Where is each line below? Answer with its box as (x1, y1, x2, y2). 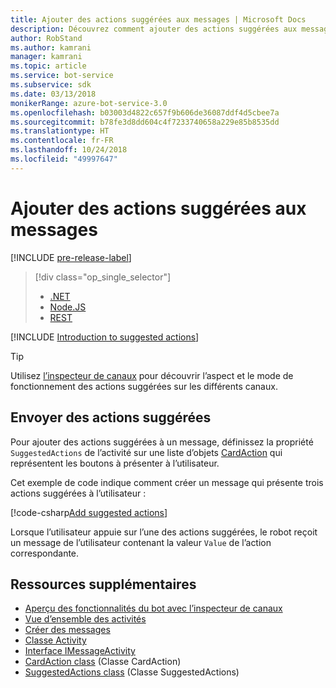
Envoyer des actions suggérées (10, 409, 212, 426)
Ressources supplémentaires (10, 576, 197, 593)
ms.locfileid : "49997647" (10, 154, 118, 164)
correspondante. (10, 547, 80, 559)
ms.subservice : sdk (10, 80, 92, 90)
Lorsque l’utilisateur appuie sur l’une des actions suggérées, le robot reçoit (10, 526, 318, 538)
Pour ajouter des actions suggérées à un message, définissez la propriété (10, 436, 314, 448)
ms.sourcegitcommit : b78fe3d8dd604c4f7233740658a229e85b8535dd (10, 117, 280, 127)
